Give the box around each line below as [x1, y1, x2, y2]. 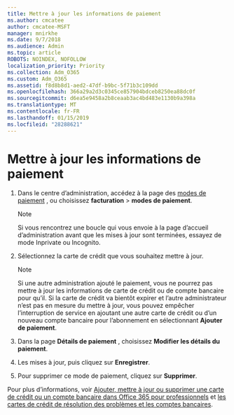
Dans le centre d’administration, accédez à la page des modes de [17, 189, 207, 197]
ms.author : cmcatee [7, 17, 64, 24]
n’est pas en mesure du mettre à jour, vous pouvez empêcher [17, 302, 195, 310]
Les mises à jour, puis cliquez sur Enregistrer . [17, 358, 151, 367]
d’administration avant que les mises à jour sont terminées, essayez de [17, 231, 222, 239]
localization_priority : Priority [7, 62, 105, 69]
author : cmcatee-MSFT [7, 23, 71, 30]
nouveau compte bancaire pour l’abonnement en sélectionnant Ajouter [17, 316, 223, 325]
